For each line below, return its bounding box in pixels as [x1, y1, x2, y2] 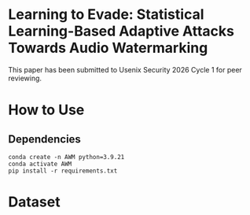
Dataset [8, 193, 61, 211]
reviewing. [8, 73, 42, 83]
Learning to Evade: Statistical [8, 6, 204, 24]
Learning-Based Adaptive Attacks [8, 22, 234, 40]
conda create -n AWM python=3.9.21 [8, 153, 125, 161]
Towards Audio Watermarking [8, 39, 208, 57]
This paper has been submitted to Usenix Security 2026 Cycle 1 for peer [8, 65, 242, 74]
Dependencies [8, 132, 81, 146]
